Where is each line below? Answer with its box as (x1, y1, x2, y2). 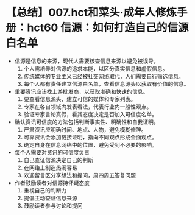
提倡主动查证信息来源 (23, 194, 77, 202)
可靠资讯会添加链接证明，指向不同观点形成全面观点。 (23, 133, 158, 141)
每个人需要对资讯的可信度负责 (14, 149, 90, 156)
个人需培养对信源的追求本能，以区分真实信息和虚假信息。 (23, 65, 168, 72)
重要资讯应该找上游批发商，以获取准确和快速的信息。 (14, 88, 149, 95)
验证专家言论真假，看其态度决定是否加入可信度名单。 (23, 110, 158, 118)
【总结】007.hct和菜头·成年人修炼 (5, 5, 177, 19)
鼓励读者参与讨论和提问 (23, 202, 83, 209)
